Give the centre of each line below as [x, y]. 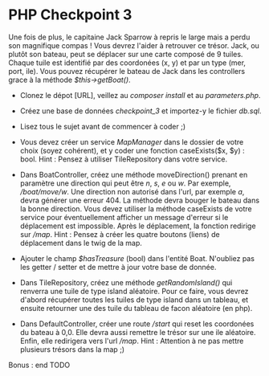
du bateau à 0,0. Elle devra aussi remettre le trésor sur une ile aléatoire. [138, 332]
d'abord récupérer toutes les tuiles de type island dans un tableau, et [134, 300]
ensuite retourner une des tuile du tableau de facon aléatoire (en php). [136, 308]
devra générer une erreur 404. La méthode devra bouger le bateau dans [139, 200]
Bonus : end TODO [39, 365]
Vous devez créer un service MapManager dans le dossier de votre [132, 141]
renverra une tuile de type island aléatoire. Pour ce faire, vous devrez [134, 291]
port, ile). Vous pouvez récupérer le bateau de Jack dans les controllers [127, 71]
